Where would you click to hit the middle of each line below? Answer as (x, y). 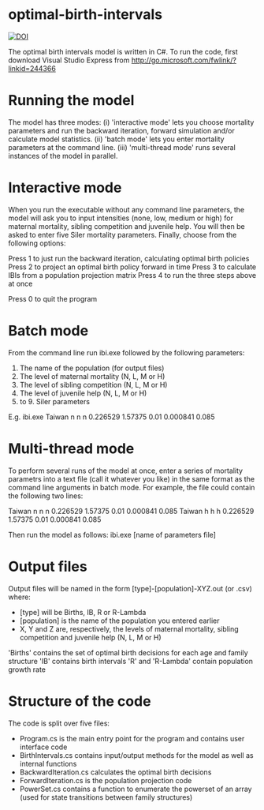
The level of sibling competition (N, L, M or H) (93, 384)
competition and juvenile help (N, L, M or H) (90, 637)
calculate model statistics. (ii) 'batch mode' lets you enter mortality (116, 139)
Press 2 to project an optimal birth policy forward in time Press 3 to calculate (132, 267)
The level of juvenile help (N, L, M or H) (83, 393)
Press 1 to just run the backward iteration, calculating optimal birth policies (129, 258)
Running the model (71, 101)
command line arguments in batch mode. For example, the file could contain (132, 487)
